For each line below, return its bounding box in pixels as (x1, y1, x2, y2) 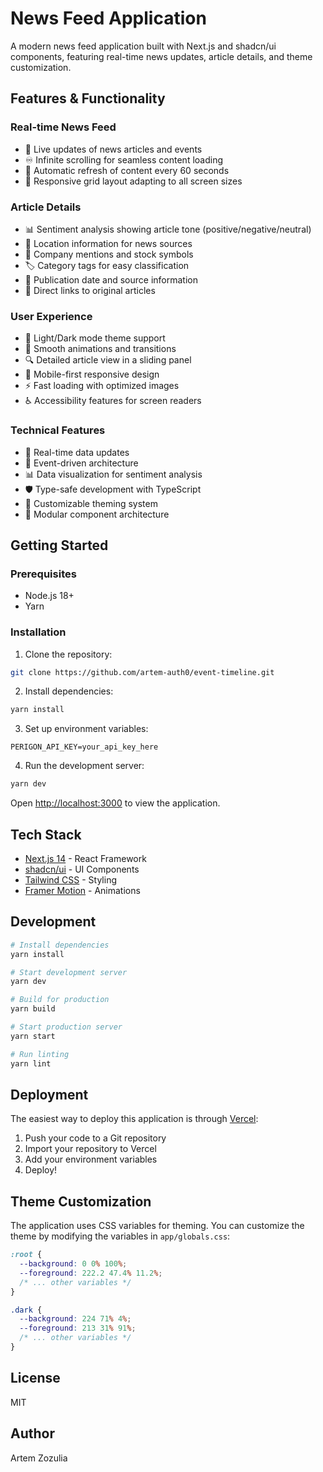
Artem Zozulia (10, 1452, 68, 1464)
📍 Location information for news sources (24, 237, 193, 249)
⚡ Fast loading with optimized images (24, 380, 180, 392)
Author (10, 1425, 55, 1442)
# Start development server (10, 967, 128, 977)
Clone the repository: (24, 648, 113, 660)
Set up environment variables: (24, 723, 149, 735)
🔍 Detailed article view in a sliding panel (24, 354, 192, 366)
